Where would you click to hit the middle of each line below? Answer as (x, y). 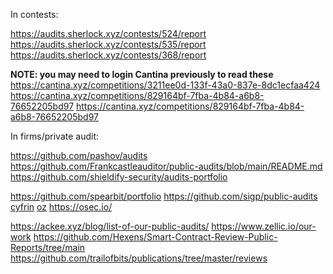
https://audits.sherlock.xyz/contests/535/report (108, 44)
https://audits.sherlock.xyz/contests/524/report (108, 33)
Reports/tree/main (48, 247)
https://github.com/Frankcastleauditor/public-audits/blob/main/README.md (166, 166)
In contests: (34, 14)
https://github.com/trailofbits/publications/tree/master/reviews (139, 258)
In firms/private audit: (55, 136)
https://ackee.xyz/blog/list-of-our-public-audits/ (110, 226)
